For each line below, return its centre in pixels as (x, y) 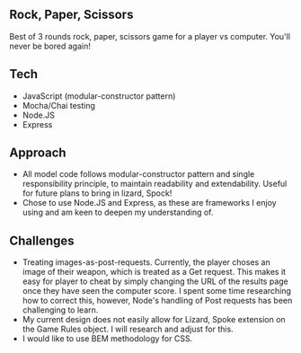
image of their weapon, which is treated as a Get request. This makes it (154, 272)
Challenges (42, 240)
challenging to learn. (60, 310)
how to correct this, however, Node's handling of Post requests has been (157, 301)
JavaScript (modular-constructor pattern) (99, 96)
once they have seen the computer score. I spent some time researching (157, 291)
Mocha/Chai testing (59, 105)
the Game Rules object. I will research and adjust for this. (128, 329)
